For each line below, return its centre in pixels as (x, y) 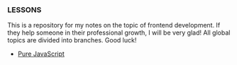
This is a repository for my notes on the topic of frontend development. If (114, 25)
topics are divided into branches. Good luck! (72, 40)
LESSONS (24, 10)
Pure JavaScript (41, 54)
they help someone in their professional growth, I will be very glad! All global (119, 32)
